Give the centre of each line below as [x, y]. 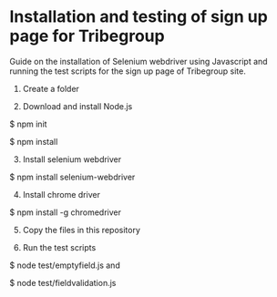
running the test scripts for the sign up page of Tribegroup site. [128, 71]
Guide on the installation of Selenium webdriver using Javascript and [138, 61]
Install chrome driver [61, 194]
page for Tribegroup [87, 36]
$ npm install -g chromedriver [65, 212]
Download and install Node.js [77, 106]
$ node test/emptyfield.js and [65, 265]
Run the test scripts [59, 247]
